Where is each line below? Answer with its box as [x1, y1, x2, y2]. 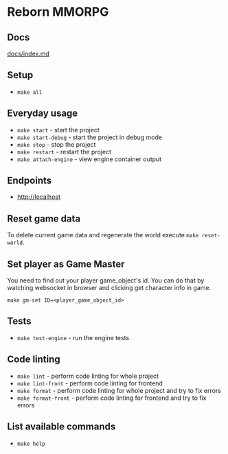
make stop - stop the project [16, 140, 96, 148]
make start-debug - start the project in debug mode [16, 133, 163, 141]
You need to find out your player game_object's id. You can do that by [7, 276, 205, 285]
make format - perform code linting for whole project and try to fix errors [16, 386, 222, 394]
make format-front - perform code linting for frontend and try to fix [16, 394, 207, 402]
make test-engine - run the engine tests [16, 333, 129, 342]
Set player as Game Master [7, 258, 125, 270]
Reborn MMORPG [7, 4, 109, 20]
